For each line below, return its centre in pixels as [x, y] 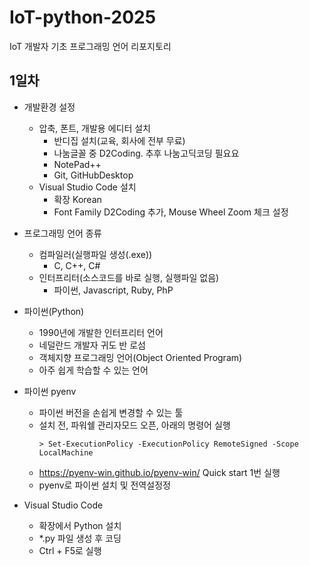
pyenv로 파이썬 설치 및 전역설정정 [104, 485]
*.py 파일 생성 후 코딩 [80, 538]
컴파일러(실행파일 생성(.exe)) [95, 254]
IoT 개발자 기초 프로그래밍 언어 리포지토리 [90, 46]
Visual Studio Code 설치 [87, 187]
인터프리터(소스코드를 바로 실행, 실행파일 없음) [129, 277]
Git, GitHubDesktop [93, 175]
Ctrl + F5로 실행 [70, 550]
